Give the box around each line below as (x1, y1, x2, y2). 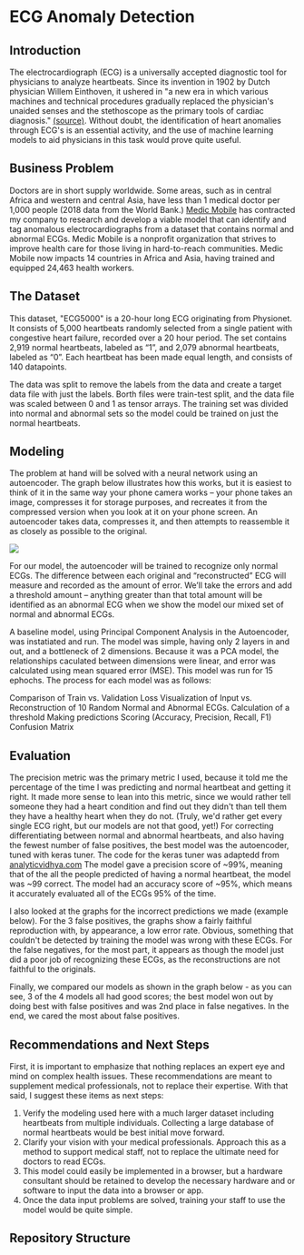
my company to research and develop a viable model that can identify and (9, 214, 288, 225)
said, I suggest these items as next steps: (9, 1090, 164, 1101)
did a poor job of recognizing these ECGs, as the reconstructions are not (9, 954, 281, 966)
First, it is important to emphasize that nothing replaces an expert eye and (9, 1061, 286, 1072)
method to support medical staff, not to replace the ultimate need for (22, 1147, 279, 1158)
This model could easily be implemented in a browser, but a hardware (22, 1166, 283, 1177)
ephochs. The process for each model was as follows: (9, 675, 211, 686)
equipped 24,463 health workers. (9, 262, 134, 273)
